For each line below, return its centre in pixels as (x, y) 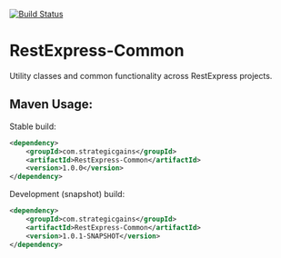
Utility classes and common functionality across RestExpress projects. (141, 75)
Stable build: (33, 126)
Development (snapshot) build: (67, 194)
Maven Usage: (51, 104)
